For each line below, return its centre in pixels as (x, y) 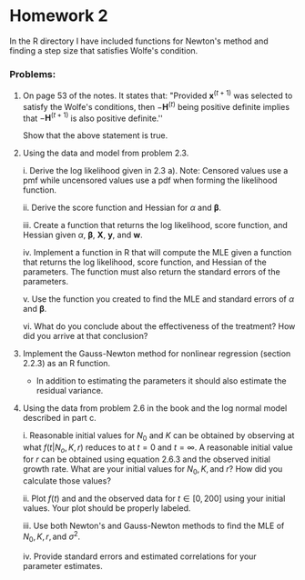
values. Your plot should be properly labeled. (107, 508)
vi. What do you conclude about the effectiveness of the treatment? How (159, 326)
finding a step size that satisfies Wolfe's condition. (104, 50)
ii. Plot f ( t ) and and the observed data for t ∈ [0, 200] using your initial (154, 498)
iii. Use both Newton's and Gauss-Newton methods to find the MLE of (153, 525)
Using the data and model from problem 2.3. (106, 153)
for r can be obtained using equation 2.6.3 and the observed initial (147, 459)
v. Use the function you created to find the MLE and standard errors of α (158, 299)
